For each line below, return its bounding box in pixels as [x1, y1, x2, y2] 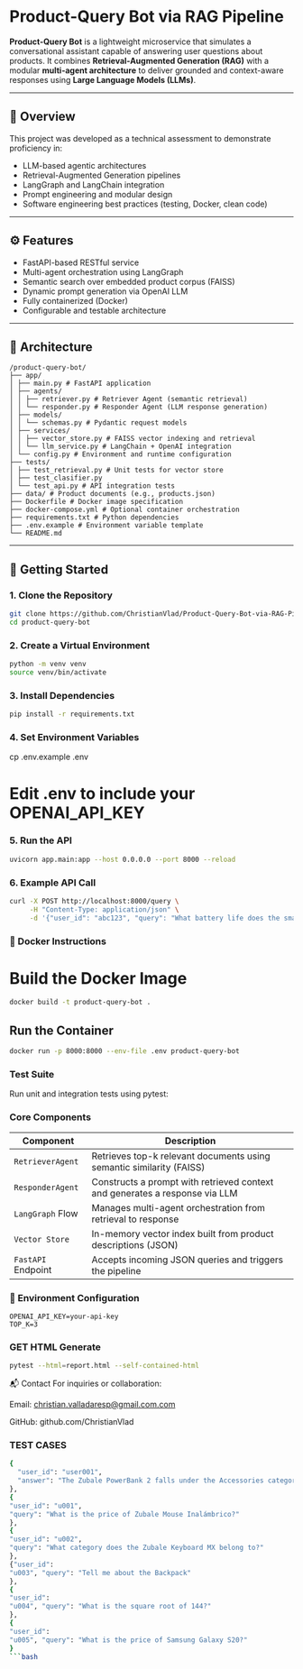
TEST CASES [9, 1439, 68, 1452]
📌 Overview [9, 109, 76, 124]
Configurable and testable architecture [22, 305, 167, 316]
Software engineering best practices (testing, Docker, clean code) [22, 198, 268, 209]
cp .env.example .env [9, 751, 88, 763]
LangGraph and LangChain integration [22, 179, 165, 190]
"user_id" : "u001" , [9, 1501, 83, 1510]
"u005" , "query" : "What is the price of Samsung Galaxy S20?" [9, 1635, 248, 1645]
